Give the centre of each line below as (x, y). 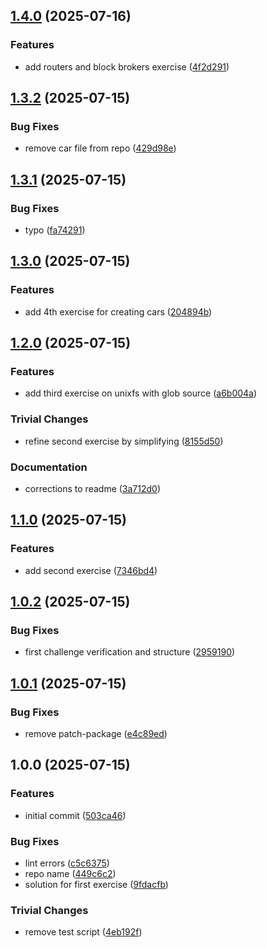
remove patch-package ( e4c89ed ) (96, 734)
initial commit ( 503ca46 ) (75, 815)
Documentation (49, 467)
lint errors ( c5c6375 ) (67, 863)
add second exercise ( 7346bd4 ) (91, 570)
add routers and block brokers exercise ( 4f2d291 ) (127, 66)
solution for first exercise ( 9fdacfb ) (96, 885)
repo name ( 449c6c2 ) (70, 874)
